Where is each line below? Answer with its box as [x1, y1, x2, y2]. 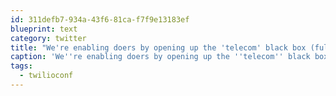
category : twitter [10, 33, 87, 43]
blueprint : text [10, 24, 78, 34]
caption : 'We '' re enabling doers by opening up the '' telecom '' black [10, 52, 311, 62]
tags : [10, 61, 33, 71]
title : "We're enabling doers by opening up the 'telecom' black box [10, 42, 307, 53]
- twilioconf [19, 71, 74, 81]
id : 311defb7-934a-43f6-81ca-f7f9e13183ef [10, 14, 190, 25]
